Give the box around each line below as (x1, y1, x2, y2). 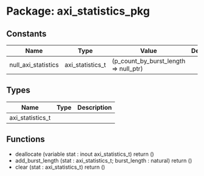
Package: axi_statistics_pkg (6, 4, 150, 18)
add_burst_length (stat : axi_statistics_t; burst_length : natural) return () (15, 157, 192, 164)
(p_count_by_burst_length (112, 57, 186, 65)
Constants (6, 29, 47, 39)
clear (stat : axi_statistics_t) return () (15, 163, 105, 171)
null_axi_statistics (9, 61, 59, 69)
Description (77, 103, 112, 111)
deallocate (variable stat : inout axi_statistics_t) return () (15, 150, 154, 158)
